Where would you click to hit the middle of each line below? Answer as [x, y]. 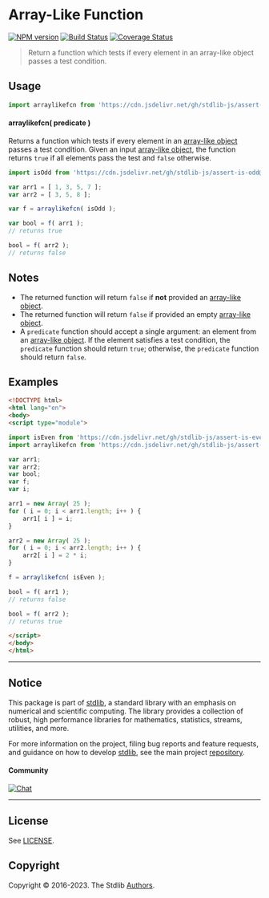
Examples [33, 382]
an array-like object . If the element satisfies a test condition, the [125, 339]
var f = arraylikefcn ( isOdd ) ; [62, 209]
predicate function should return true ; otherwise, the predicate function [139, 348]
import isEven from [41, 437]
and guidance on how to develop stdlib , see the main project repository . [127, 752]
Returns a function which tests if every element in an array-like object [123, 140]
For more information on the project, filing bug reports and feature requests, [133, 743]
